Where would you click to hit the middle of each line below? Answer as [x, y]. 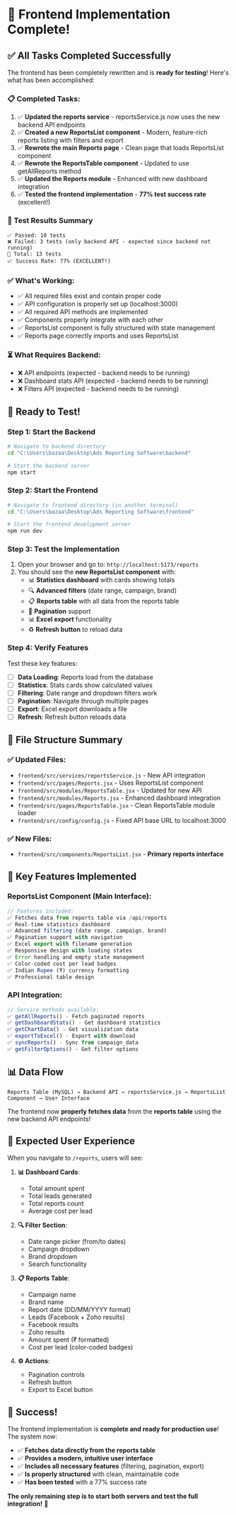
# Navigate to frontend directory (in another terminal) [93, 505]
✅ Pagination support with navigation [65, 938]
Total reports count [56, 1204]
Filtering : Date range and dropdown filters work [87, 693]
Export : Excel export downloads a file [72, 709]
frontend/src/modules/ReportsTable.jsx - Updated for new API [110, 790]
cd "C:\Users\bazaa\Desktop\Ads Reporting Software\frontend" [101, 512]
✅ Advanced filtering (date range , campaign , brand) [87, 931]
